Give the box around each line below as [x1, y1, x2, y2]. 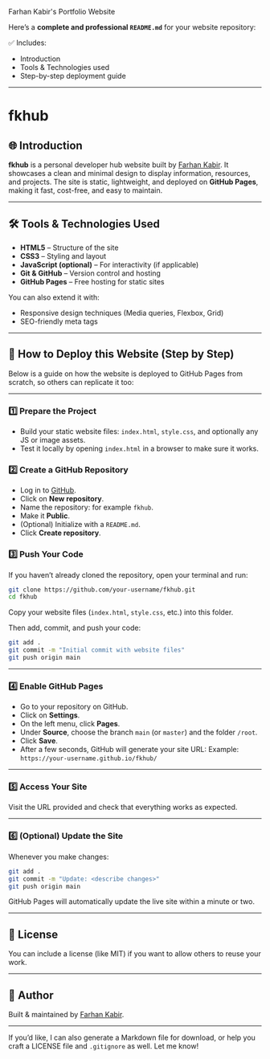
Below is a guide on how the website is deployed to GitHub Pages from [8, 369, 243, 378]
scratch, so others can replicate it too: [8, 377, 134, 386]
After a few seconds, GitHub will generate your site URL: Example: [19, 745, 239, 754]
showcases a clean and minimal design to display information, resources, [8, 169, 251, 178]
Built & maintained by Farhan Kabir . [8, 1010, 125, 1020]
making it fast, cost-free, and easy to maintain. [8, 186, 163, 195]
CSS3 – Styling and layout [19, 251, 107, 260]
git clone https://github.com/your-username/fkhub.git [8, 586, 196, 594]
